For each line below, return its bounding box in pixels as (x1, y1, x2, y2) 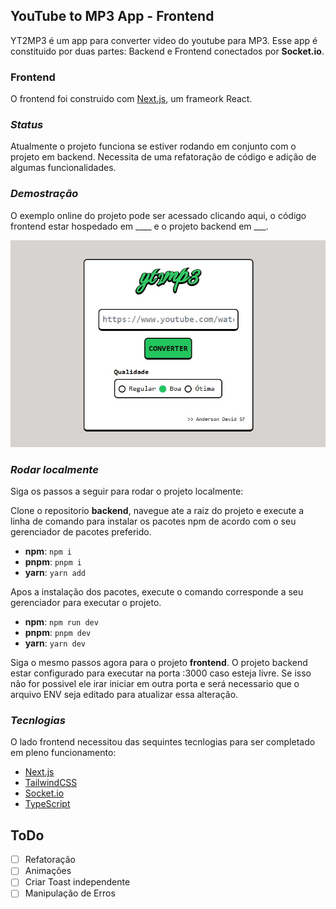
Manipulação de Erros (24, 887, 116, 899)
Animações (24, 865, 72, 877)
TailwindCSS (24, 777, 78, 789)
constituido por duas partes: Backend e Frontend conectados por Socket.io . (10, 45, 325, 57)
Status (10, 118, 44, 132)
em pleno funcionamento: (10, 747, 117, 759)
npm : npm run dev (24, 616, 99, 628)
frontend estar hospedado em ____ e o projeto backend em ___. (10, 220, 269, 232)
